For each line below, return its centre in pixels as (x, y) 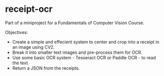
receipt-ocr (29, 9)
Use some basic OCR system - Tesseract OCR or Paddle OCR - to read (84, 57)
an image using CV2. (33, 47)
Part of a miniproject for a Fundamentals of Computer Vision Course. (75, 23)
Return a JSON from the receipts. (46, 68)
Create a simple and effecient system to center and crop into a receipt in (86, 42)
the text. (21, 63)
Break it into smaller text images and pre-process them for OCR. (77, 52)
